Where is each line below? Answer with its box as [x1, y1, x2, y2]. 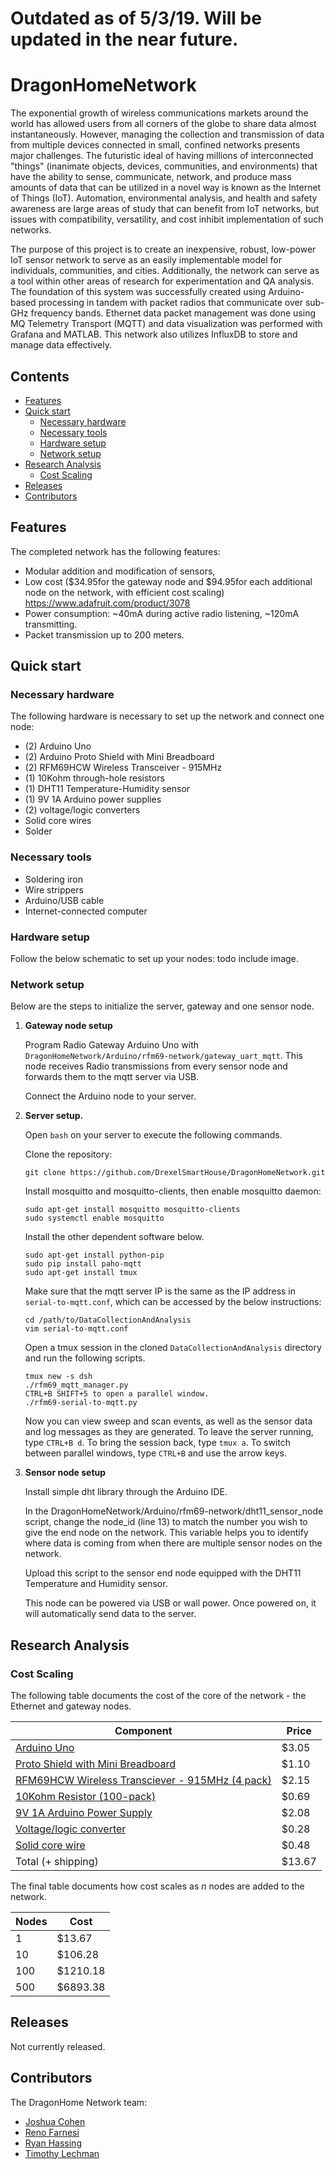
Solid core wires [24, 815, 92, 827]
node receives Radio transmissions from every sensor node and [24, 1060, 288, 1072]
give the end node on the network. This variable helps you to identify [24, 1527, 309, 1539]
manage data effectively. [10, 339, 113, 351]
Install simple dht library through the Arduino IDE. [24, 1486, 228, 1498]
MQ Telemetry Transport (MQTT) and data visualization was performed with [10, 318, 323, 330]
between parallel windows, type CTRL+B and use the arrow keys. [24, 1447, 287, 1459]
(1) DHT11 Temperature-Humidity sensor [24, 783, 191, 795]
